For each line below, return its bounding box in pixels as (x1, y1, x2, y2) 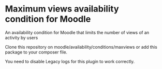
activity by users (5, 35, 38, 41)
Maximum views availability (5, 3, 119, 14)
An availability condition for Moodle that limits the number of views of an (5, 29, 149, 35)
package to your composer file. (5, 49, 68, 55)
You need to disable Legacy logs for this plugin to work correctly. (5, 58, 135, 64)
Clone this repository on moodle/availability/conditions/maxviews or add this (5, 44, 158, 50)
